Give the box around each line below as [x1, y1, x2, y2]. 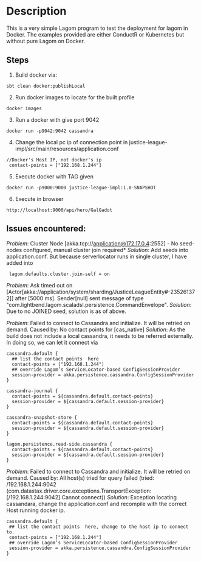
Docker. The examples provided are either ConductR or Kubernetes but [6, 30, 184, 38]
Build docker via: [15, 71, 58, 79]
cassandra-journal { [6, 388, 59, 394]
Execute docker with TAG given [15, 172, 94, 180]
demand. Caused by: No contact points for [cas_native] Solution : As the [6, 326, 186, 333]
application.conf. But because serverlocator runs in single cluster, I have [6, 253, 187, 260]
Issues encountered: [6, 223, 86, 234]
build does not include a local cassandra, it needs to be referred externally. [6, 332, 194, 339]
